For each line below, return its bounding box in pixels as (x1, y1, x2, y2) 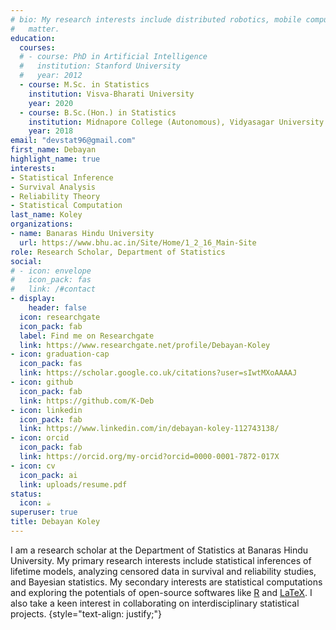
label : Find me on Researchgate (19, 331, 155, 341)
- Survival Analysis (10, 182, 97, 192)
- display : (10, 294, 56, 304)
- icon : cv (10, 461, 56, 471)
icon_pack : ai (19, 470, 78, 480)
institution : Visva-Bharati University (28, 89, 195, 99)
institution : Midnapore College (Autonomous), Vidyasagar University (28, 117, 325, 127)
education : (10, 33, 56, 43)
